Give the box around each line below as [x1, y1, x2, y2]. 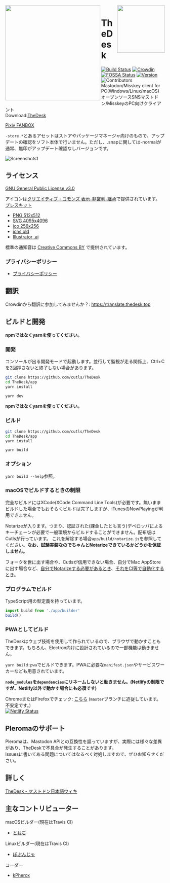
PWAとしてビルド [5, 626, 49, 633]
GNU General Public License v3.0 [5, 185, 75, 191]
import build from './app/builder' [5, 608, 80, 613]
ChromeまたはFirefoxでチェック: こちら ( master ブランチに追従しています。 [5, 696, 161, 702]
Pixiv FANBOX [5, 122, 34, 128]
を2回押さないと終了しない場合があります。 [5, 365, 97, 371]
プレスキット [5, 202, 32, 208]
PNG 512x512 [12, 212, 40, 218]
